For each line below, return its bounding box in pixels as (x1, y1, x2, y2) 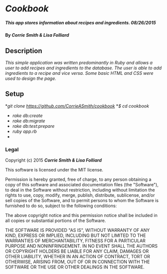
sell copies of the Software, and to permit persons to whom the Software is (5, 198, 159, 204)
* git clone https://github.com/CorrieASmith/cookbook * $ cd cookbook (5, 103, 149, 109)
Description (5, 47, 42, 55)
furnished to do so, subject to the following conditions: (5, 203, 117, 209)
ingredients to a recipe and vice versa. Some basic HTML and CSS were (5, 70, 154, 76)
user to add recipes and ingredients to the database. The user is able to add (5, 65, 162, 71)
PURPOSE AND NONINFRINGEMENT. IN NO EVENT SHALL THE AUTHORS (5, 243, 158, 249)
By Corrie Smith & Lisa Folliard (5, 32, 70, 38)
